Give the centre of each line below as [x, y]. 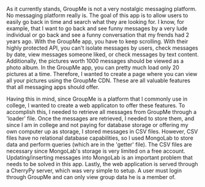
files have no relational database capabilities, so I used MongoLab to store [100, 138]
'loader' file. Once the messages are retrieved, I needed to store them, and [100, 118]
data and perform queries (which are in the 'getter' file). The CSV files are [99, 144]
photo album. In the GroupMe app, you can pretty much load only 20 [93, 67]
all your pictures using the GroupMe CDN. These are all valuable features [99, 80]
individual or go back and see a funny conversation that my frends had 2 [98, 35]
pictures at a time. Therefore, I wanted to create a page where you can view [102, 74]
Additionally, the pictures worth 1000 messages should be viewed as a [95, 61]
